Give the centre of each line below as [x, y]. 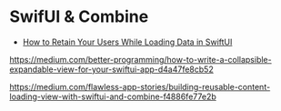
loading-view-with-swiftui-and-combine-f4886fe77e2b [113, 96]
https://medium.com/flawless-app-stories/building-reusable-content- [140, 86]
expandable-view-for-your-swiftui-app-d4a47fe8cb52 [111, 69]
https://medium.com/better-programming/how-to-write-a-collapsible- [140, 59]
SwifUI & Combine [79, 17]
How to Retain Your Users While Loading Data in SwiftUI [127, 42]
